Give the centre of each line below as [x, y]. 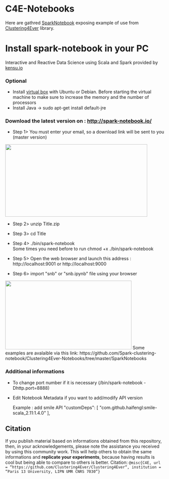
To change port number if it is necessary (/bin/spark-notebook [77, 382]
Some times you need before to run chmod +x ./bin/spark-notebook [83, 249]
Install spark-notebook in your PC [77, 49]
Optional [16, 81]
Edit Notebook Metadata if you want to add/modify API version [77, 398]
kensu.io [14, 68]
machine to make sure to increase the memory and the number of [81, 97]
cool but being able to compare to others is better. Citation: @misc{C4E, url [83, 462]
